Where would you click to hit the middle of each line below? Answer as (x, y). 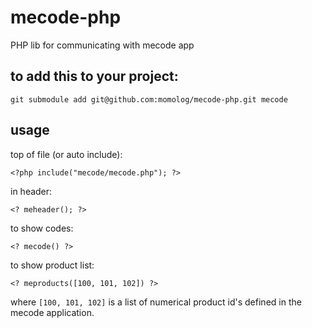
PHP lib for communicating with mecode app (102, 45)
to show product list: (52, 265)
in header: (31, 191)
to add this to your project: (94, 76)
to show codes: (42, 228)
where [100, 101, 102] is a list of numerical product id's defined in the (156, 302)
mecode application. (52, 312)
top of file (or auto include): (66, 154)
